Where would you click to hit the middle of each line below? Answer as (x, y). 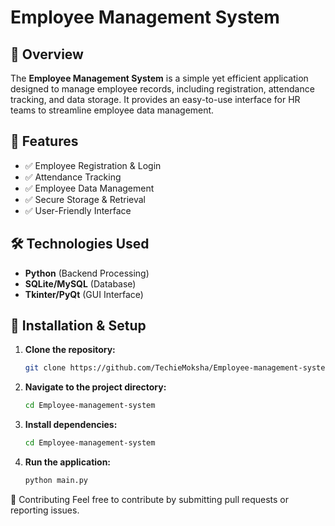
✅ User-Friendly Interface (78, 210)
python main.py (56, 481)
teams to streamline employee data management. (112, 110)
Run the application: (68, 462)
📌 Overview (47, 54)
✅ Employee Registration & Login (93, 165)
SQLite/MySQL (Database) (80, 283)
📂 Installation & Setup (78, 326)
